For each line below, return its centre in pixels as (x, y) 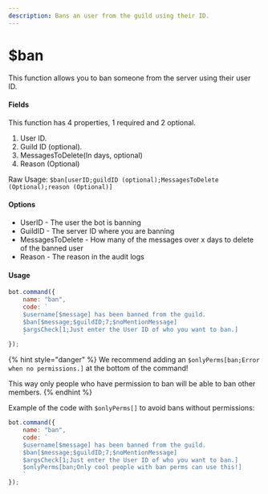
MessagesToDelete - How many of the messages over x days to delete (137, 239)
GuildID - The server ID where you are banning (97, 231)
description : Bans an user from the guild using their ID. (109, 16)
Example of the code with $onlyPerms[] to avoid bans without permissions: (132, 408)
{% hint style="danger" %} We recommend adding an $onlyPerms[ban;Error (134, 360)
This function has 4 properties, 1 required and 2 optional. (102, 122)
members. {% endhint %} (50, 392)
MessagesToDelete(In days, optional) (81, 155)
